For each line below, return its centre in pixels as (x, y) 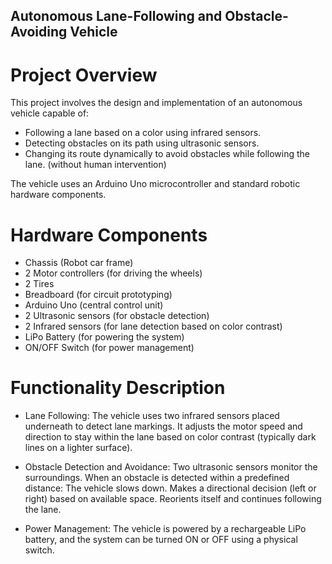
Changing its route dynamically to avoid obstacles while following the (167, 154)
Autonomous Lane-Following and (116, 16)
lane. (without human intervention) (95, 165)
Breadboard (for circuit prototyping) (98, 295)
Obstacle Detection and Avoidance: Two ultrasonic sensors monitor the (171, 467)
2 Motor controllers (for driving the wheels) (113, 273)
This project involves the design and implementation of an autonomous (156, 103)
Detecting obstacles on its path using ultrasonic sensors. (142, 143)
